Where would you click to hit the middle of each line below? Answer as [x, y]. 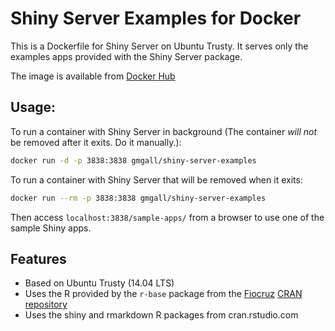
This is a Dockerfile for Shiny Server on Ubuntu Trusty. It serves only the [159, 46]
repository [46, 304]
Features [38, 258]
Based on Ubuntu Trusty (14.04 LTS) [99, 283]
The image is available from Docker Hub [93, 76]
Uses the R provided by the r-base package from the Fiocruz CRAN [163, 294]
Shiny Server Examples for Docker [156, 18]
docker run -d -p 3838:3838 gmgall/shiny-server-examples [133, 160]
